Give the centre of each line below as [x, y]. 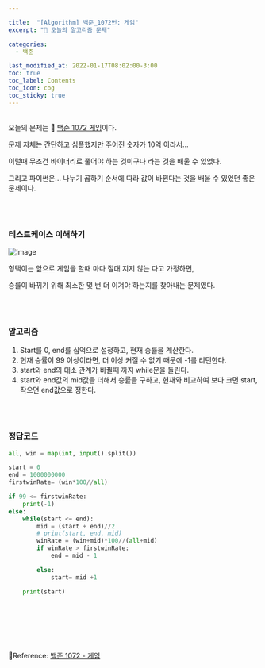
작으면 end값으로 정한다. [58, 390]
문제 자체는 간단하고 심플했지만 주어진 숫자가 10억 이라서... [98, 144]
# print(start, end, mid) [80, 534]
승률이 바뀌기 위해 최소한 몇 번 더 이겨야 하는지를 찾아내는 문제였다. [112, 285]
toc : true [25, 73]
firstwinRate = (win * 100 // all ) [58, 482]
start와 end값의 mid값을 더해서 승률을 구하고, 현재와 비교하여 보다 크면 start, [138, 380]
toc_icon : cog [32, 88]
